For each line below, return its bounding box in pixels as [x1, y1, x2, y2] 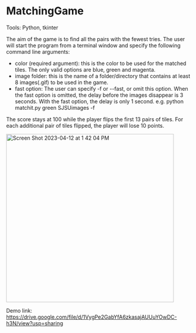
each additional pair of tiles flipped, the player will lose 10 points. [6, 122, 165, 129]
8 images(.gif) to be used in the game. [14, 79, 109, 86]
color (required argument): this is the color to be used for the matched [14, 60, 186, 67]
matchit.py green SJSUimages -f [14, 104, 95, 111]
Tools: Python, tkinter [6, 24, 58, 31]
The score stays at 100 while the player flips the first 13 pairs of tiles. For [6, 115, 184, 123]
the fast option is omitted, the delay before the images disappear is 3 [14, 91, 184, 98]
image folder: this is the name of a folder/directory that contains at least [14, 72, 191, 79]
